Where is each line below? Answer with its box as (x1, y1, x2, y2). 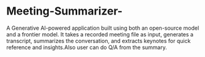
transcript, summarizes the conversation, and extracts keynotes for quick (6, 37, 191, 44)
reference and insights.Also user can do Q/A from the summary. (6, 44, 167, 51)
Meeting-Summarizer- (6, 4, 123, 18)
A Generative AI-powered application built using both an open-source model (6, 24, 199, 32)
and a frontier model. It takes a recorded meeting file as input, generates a (6, 30, 194, 38)
